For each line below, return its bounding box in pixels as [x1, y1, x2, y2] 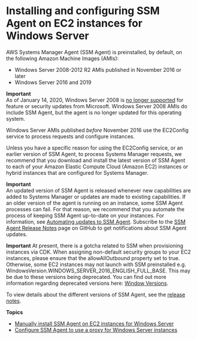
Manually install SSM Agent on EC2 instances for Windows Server [14, 320, 174, 327]
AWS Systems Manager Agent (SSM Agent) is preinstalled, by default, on [6, 48, 183, 55]
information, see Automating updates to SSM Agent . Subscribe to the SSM [6, 218, 186, 225]
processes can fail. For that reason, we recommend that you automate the [6, 205, 185, 212]
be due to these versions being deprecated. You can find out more [6, 273, 167, 280]
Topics [6, 308, 23, 315]
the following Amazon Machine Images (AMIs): [6, 55, 119, 62]
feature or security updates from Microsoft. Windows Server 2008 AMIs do [6, 102, 188, 109]
